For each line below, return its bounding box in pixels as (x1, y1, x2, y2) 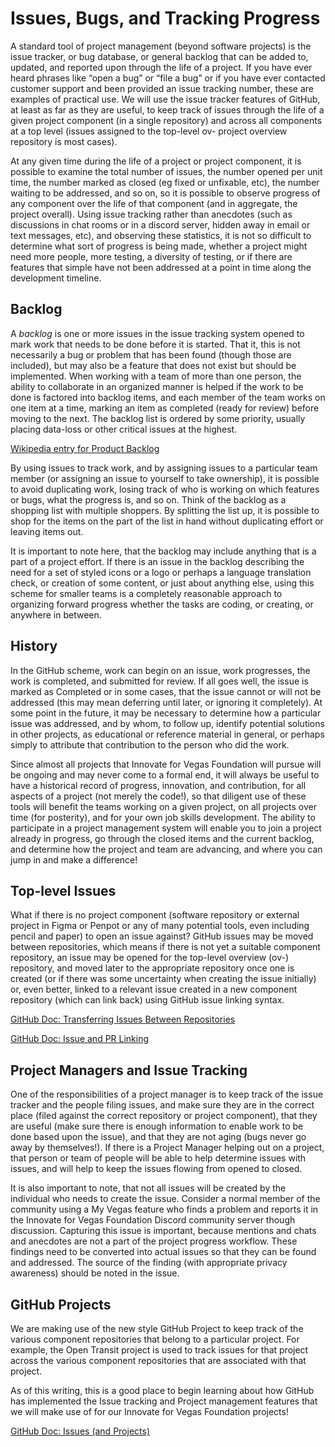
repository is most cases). (10, 135, 118, 147)
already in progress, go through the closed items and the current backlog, (10, 832, 315, 844)
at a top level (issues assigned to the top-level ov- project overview (10, 125, 288, 137)
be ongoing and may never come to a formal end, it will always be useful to (10, 768, 320, 781)
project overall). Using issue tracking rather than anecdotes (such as (10, 208, 293, 220)
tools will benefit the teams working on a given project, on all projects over (10, 800, 317, 812)
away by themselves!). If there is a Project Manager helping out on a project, (10, 1142, 325, 1154)
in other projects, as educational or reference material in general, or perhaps (10, 728, 325, 740)
